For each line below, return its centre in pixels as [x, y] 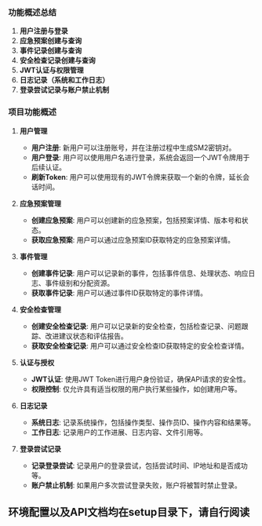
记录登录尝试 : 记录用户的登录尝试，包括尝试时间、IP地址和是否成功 [140, 466]
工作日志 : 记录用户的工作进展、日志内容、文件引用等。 [119, 432]
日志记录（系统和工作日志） [64, 80]
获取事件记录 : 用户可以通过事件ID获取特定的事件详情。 [119, 293]
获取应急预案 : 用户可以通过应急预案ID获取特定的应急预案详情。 [133, 239]
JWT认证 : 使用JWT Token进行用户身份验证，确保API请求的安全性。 [140, 379]
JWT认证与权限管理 [51, 70]
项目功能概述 [33, 112]
